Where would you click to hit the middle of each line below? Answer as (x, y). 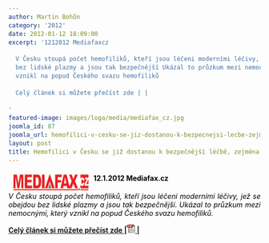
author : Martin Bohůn (44, 17)
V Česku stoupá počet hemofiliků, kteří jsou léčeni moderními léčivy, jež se (134, 196)
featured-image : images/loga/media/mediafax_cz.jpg (96, 118)
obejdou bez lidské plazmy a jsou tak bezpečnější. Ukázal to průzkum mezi (134, 205)
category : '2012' (37, 25)
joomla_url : (28, 135)
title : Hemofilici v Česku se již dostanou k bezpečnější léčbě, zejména (134, 152)
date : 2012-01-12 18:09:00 (53, 34)
